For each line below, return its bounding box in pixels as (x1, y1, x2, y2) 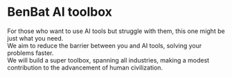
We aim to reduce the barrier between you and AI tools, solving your (7, 41, 202, 49)
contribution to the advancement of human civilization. (7, 63, 163, 71)
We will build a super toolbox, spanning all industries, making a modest (7, 56, 210, 64)
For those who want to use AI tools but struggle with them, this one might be (7, 27, 225, 35)
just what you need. (7, 34, 64, 42)
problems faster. (7, 49, 54, 57)
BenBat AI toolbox (7, 4, 113, 20)
